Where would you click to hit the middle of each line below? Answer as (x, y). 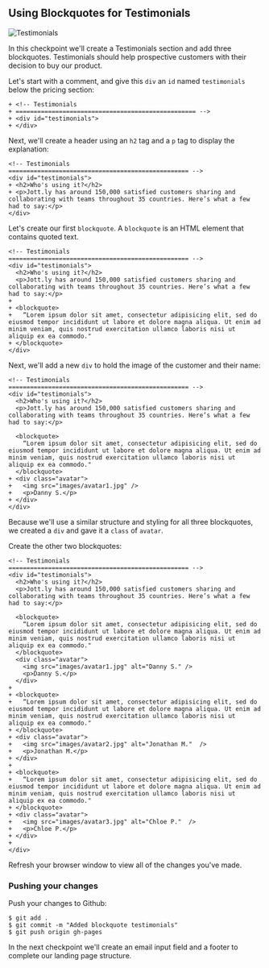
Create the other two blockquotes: (65, 546)
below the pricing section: (52, 89)
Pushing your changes (54, 886)
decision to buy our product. (56, 65)
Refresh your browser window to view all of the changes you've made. (125, 865)
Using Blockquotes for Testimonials (99, 13)
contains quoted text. (43, 236)
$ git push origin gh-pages (56, 933)
